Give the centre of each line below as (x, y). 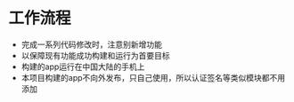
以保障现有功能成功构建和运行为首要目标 (95, 55)
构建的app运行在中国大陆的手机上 (83, 67)
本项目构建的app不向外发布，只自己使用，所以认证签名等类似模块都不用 (153, 77)
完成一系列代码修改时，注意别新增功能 (91, 44)
